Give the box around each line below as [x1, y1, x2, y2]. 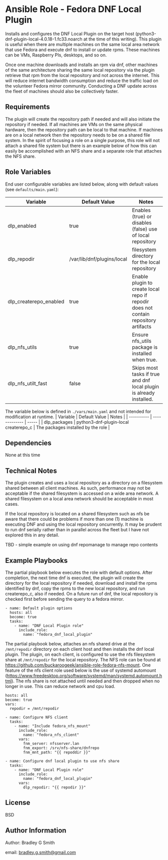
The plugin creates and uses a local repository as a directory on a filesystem [5, 480, 163, 486]
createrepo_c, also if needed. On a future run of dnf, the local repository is [5, 591, 158, 596]
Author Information [5, 826, 66, 835]
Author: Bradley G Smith [5, 839, 55, 845]
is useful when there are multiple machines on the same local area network [5, 41, 160, 47]
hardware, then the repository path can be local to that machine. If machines [5, 127, 163, 133]
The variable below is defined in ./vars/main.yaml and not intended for [5, 408, 151, 414]
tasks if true [131, 370, 160, 377]
